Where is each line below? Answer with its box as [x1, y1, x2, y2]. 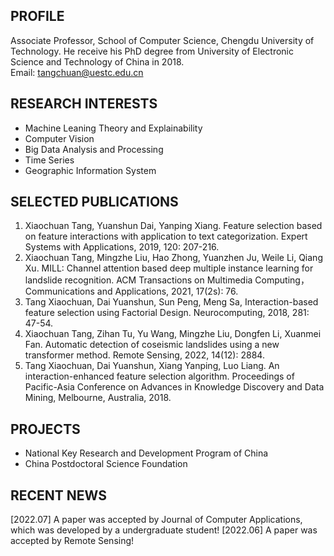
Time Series [24, 154, 75, 166]
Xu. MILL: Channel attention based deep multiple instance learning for [24, 262, 314, 274]
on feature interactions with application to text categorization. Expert [24, 230, 308, 243]
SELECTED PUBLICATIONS [10, 194, 179, 211]
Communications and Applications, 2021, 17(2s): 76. [24, 285, 239, 298]
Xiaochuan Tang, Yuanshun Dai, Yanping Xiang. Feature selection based [24, 220, 323, 232]
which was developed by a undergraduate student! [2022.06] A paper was [10, 524, 318, 536]
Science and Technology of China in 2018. [10, 55, 185, 68]
